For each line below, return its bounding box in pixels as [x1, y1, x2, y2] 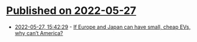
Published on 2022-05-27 [6, 4, 137, 17]
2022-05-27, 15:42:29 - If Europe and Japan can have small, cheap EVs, [14, 23, 191, 30]
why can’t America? [14, 29, 63, 36]
